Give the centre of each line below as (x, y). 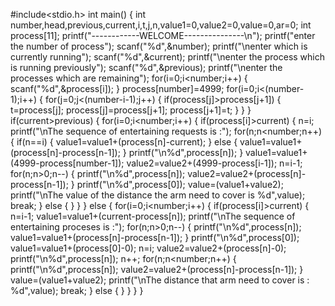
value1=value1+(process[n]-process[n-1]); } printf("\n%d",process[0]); (155, 237)
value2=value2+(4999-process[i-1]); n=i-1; (214, 163)
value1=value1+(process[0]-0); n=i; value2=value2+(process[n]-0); (148, 248)
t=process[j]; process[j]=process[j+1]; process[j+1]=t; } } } (131, 110)
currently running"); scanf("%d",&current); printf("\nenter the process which (168, 57)
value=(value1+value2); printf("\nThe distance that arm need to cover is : (160, 280)
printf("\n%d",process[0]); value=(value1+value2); (180, 184)
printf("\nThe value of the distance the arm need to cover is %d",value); (158, 195)
